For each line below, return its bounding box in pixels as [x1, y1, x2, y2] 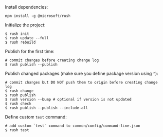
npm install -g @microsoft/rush [5, 14, 71, 18]
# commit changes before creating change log [5, 58, 99, 63]
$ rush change [5, 88, 34, 93]
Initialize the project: [5, 22, 46, 28]
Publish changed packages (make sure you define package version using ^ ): [5, 70, 158, 76]
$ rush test [5, 128, 29, 133]
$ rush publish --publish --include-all [5, 105, 89, 110]
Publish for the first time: [5, 49, 54, 54]
